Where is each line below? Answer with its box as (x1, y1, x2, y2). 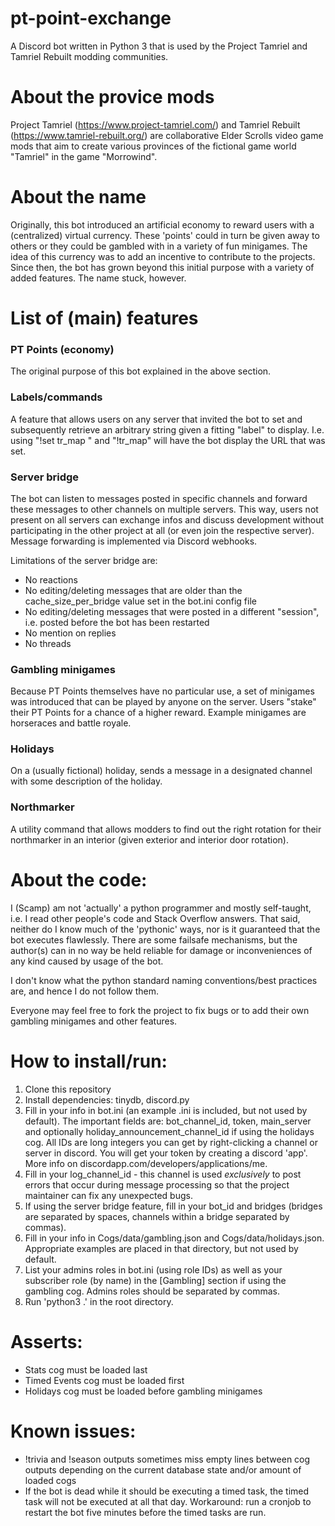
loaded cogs (24, 1474, 77, 1486)
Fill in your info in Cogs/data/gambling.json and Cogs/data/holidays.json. (24, 1232, 325, 1244)
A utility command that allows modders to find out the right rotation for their (10, 823, 322, 835)
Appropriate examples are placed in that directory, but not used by (24, 1242, 299, 1254)
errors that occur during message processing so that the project (24, 1178, 290, 1191)
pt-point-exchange (10, 7, 172, 30)
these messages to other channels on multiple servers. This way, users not (10, 503, 319, 515)
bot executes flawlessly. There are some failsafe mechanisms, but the (10, 933, 298, 946)
